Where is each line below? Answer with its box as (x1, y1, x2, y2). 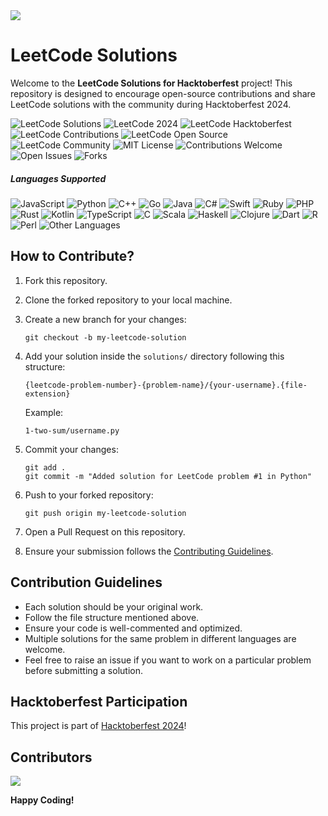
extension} (24, 389, 71, 399)
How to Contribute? (10, 248, 135, 265)
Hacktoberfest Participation (10, 693, 188, 710)
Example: (24, 406, 64, 418)
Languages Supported (10, 172, 107, 184)
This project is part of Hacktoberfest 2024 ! (10, 720, 187, 732)
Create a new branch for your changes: (24, 313, 187, 325)
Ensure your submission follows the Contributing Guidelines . (24, 545, 274, 557)
